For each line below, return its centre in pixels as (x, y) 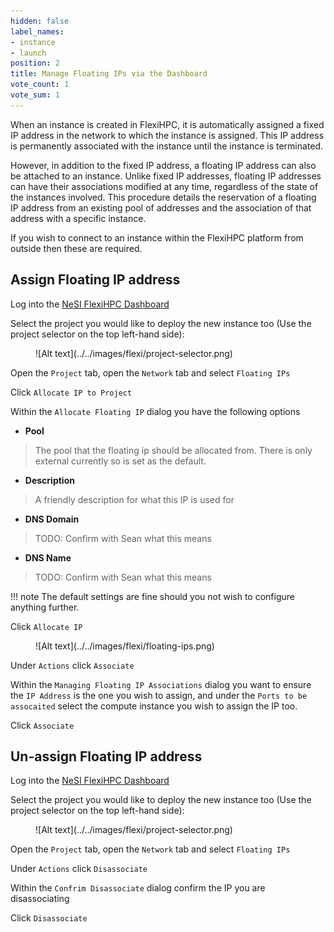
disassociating (40, 899)
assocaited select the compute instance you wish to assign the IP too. (154, 706)
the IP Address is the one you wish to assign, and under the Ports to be (159, 695)
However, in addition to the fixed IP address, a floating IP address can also (163, 165)
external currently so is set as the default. (120, 461)
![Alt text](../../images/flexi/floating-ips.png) (125, 646)
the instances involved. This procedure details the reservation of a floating (163, 197)
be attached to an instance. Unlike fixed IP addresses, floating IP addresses (166, 176)
